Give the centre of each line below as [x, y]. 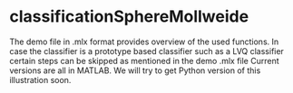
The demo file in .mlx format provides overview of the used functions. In [144, 42]
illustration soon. [40, 79]
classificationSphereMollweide [129, 17]
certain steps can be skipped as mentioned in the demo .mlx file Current [144, 60]
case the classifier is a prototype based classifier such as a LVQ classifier [146, 51]
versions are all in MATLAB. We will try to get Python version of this [135, 70]
